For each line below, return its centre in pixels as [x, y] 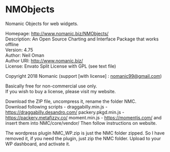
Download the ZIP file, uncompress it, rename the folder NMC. [71, 101]
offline [12, 44]
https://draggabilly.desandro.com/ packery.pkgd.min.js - [65, 112]
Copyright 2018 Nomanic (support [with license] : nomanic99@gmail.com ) [84, 76]
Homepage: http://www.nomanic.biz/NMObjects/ [57, 33]
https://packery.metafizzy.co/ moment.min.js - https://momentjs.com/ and [83, 117]
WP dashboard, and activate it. [38, 144]
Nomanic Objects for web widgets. [42, 24]
